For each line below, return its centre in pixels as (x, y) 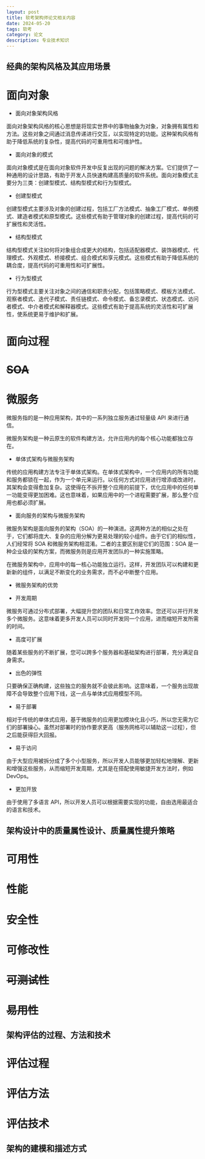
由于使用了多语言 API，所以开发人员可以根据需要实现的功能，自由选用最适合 (102, 802)
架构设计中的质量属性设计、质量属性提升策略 (91, 831)
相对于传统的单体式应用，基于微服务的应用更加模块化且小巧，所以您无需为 (100, 719)
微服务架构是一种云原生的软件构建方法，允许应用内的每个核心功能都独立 (97, 438)
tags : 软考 (19, 29)
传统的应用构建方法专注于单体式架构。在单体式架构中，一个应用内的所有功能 (103, 472)
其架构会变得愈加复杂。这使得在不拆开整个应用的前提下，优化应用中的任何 (100, 487)
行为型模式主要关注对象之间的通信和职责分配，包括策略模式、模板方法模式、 (103, 292)
